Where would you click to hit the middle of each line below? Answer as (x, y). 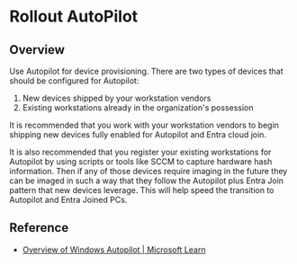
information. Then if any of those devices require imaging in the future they (148, 171)
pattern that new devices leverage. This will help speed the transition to (142, 190)
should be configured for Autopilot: (74, 81)
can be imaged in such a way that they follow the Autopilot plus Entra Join (147, 180)
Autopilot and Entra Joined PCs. (68, 200)
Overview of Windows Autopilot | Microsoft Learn (114, 250)
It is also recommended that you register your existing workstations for (140, 152)
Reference (39, 228)
